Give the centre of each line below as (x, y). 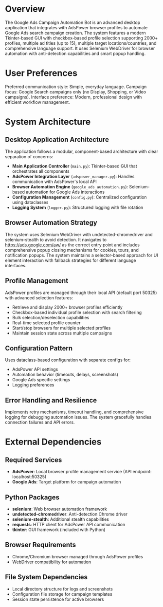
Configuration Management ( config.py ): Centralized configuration (79, 197)
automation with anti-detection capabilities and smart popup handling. (75, 53)
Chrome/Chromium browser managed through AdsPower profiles (77, 556)
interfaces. (16, 265)
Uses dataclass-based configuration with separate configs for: (68, 360)
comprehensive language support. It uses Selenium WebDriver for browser (80, 48)
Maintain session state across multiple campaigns (62, 333)
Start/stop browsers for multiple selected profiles (61, 328)
